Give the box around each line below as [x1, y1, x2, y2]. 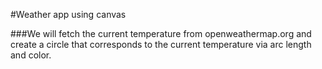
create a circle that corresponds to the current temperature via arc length [10, 39, 312, 50]
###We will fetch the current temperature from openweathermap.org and [10, 28, 312, 39]
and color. [10, 49, 52, 61]
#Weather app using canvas [10, 9, 127, 20]
